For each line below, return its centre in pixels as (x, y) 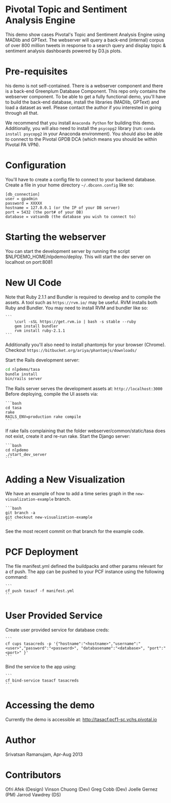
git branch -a (20, 513)
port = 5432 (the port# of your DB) (44, 212)
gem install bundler (36, 326)
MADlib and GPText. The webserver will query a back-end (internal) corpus (85, 40)
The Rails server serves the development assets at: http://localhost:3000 (84, 389)
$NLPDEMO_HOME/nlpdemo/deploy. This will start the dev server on (78, 257)
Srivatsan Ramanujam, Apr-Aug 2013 (44, 754)
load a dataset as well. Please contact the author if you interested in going (83, 107)
